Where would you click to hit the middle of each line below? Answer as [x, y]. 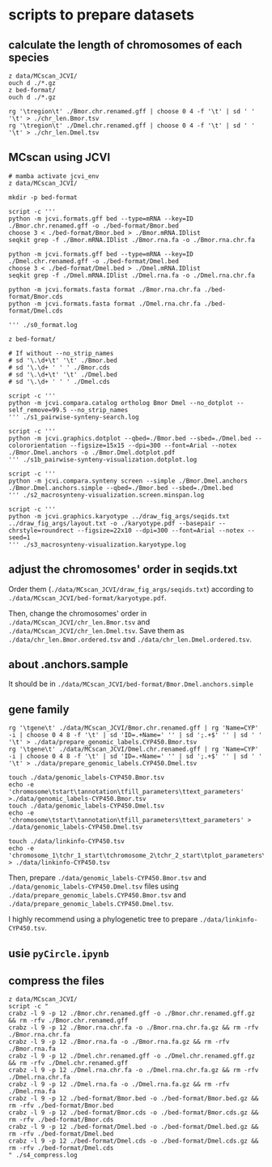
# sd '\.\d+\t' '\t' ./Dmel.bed [63, 374]
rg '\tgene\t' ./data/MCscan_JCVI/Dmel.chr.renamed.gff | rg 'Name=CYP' [134, 750]
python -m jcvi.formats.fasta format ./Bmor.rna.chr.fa [104, 289]
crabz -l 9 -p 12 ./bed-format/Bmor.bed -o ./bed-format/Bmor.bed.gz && [134, 1099]
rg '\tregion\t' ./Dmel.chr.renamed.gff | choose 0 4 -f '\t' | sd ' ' [132, 126]
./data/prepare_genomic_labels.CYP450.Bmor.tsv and [97, 895]
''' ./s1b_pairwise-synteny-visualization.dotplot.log [103, 459]
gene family [39, 709]
